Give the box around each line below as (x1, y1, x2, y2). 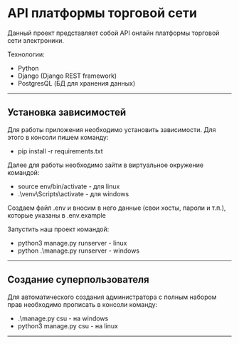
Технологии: (7, 50, 45, 59)
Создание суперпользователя (7, 273, 149, 286)
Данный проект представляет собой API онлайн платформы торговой (7, 29, 220, 37)
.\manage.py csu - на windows (17, 314, 109, 323)
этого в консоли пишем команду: (7, 133, 109, 141)
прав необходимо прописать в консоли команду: (7, 300, 158, 308)
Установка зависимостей (7, 106, 127, 118)
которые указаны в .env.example (7, 211, 107, 219)
